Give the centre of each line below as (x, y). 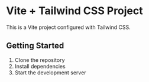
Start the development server (51, 73)
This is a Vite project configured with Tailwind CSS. (69, 27)
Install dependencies (40, 66)
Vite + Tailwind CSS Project (74, 11)
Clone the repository (40, 60)
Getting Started (35, 46)
